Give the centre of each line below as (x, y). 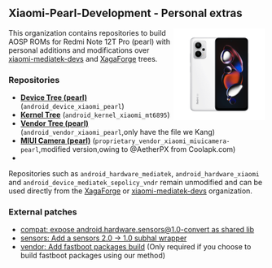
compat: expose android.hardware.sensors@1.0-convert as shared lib (137, 230)
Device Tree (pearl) (54, 97)
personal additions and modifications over (79, 50)
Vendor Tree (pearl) (54, 123)
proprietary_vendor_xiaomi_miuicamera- (162, 141)
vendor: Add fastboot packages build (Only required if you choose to (136, 247)
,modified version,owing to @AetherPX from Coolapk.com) (137, 149)
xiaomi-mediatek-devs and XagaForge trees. (83, 58)
